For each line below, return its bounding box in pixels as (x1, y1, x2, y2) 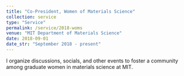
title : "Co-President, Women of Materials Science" (6, 8, 135, 15)
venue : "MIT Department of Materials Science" (6, 30, 122, 36)
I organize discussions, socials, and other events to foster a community (6, 57, 178, 64)
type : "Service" (6, 19, 46, 25)
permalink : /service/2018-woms (6, 25, 83, 31)
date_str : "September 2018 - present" (6, 42, 101, 47)
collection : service (6, 14, 57, 20)
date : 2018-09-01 (6, 36, 49, 42)
